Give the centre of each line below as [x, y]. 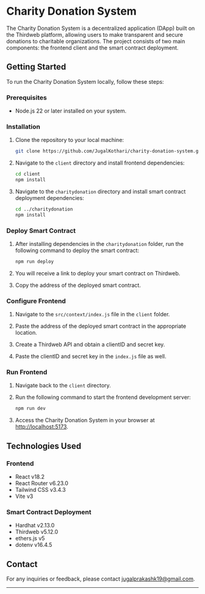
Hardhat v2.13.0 [35, 525]
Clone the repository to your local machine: [69, 140]
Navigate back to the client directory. [63, 385]
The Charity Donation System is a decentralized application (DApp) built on [101, 28]
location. [26, 333]
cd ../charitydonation [44, 209]
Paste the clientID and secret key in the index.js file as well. [91, 357]
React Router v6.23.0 [42, 483]
